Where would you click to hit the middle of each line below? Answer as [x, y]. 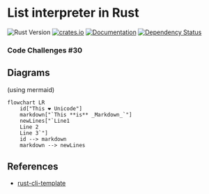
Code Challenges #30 [45, 50]
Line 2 [29, 127]
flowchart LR [26, 103]
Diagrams [29, 73]
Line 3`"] [34, 133]
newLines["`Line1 [45, 121]
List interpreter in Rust [73, 13]
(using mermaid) [31, 89]
